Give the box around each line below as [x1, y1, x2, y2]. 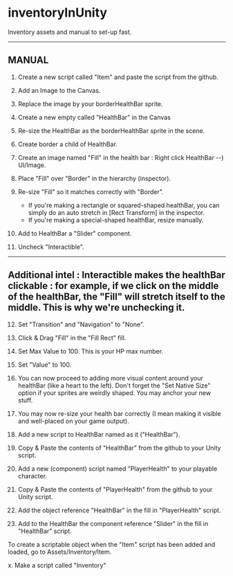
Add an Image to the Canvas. [17, 86, 101, 94]
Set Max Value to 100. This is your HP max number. [17, 347, 164, 355]
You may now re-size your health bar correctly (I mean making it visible [17, 409, 221, 417]
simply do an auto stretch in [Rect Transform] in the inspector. [28, 208, 205, 216]
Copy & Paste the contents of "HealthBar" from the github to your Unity [17, 444, 221, 452]
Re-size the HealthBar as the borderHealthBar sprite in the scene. [17, 126, 205, 134]
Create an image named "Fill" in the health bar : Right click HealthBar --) [17, 153, 224, 162]
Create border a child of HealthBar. [17, 140, 118, 148]
